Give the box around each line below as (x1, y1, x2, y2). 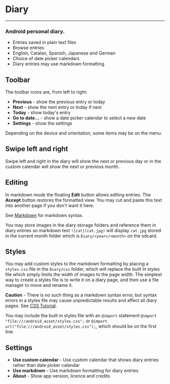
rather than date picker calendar (12, 362, 80, 368)
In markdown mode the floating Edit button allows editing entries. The (5, 191, 151, 198)
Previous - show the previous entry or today (12, 99, 105, 105)
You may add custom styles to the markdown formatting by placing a (5, 261, 149, 267)
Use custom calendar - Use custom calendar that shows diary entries (12, 357, 159, 363)
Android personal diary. (5, 28, 65, 35)
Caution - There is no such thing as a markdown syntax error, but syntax (5, 292, 157, 298)
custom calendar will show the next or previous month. (5, 163, 120, 169)
